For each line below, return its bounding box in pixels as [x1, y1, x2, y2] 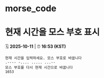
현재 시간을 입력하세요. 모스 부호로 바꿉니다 [5, 56, 82, 61]
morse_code [5, 3, 57, 14]
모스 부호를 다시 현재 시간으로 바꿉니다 [5, 65, 73, 70]
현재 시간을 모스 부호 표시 [5, 27, 100, 38]
